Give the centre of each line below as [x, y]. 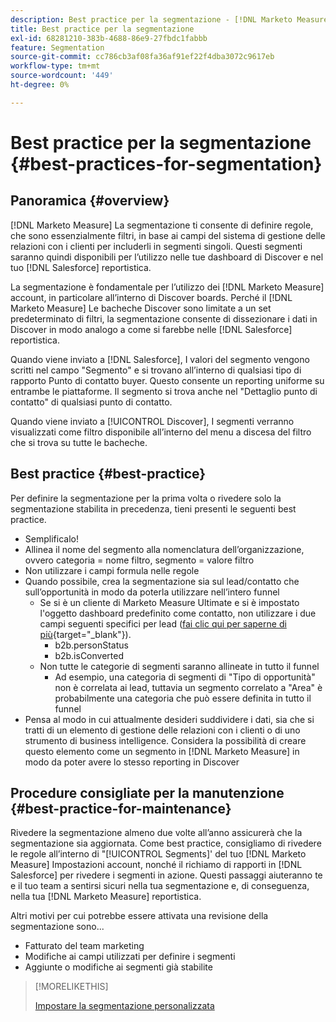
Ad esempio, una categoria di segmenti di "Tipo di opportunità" [185, 677]
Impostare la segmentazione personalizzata [124, 1006]
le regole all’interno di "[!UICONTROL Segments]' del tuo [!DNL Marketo [158, 854]
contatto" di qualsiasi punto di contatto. [91, 402]
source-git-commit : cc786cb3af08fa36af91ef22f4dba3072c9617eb [142, 57]
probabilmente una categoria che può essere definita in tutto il [183, 698]
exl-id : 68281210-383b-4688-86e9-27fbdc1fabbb [109, 38]
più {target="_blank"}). [85, 634]
